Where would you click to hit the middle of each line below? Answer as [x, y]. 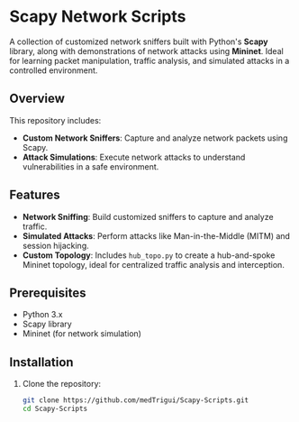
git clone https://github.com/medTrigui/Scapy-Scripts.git [136, 400]
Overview [37, 99]
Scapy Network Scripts [98, 17]
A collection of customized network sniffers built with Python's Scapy [139, 41]
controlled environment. [54, 70]
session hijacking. [56, 245]
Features [35, 195]
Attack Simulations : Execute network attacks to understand [134, 157]
